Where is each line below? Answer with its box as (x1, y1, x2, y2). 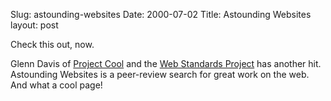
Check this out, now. (10, 39, 95, 50)
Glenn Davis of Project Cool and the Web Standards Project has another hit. (10, 58, 322, 69)
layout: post (10, 19, 59, 31)
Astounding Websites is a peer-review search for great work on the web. (10, 69, 310, 80)
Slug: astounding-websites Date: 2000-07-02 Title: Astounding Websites (10, 9, 312, 20)
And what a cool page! (10, 79, 103, 91)
